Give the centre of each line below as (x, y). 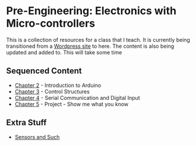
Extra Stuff (26, 123)
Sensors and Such (37, 137)
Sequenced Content (44, 71)
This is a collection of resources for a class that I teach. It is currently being (98, 40)
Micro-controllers (51, 23)
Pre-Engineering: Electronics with (91, 11)
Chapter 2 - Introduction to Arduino (58, 85)
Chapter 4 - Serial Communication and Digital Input (78, 98)
